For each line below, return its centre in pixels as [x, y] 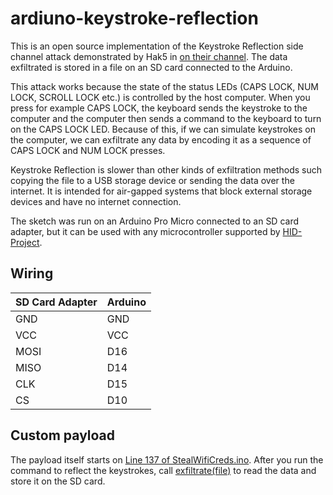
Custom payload [63, 435]
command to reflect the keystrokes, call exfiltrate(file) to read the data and [163, 470]
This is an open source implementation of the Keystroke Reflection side [157, 46]
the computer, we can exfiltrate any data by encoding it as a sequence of [161, 139]
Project [25, 242]
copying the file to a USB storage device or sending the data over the [152, 180]
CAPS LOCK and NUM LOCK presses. [88, 150]
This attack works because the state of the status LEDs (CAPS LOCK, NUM [164, 86]
